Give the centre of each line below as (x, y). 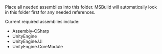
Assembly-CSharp (31, 31)
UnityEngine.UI (27, 41)
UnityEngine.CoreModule (37, 46)
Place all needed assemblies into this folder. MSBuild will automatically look (81, 7)
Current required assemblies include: (42, 22)
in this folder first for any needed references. (50, 12)
